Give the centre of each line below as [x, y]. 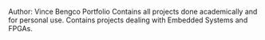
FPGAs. [21, 28]
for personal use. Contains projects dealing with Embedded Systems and [128, 20]
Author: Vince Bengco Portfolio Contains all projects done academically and [133, 12]
